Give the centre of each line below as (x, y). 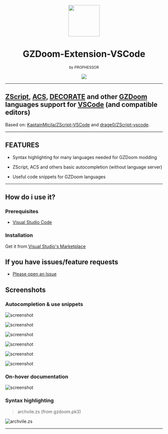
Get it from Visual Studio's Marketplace (45, 246)
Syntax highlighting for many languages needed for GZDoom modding (85, 157)
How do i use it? (30, 197)
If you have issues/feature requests (62, 262)
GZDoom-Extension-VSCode (84, 54)
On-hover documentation (37, 376)
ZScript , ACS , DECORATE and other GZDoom (76, 97)
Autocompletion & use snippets (44, 304)
